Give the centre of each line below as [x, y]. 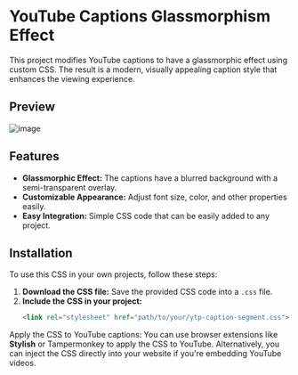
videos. [23, 363]
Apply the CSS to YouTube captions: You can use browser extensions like [144, 335]
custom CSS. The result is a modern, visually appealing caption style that [143, 69]
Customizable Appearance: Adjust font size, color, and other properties [154, 197]
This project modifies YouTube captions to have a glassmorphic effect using [148, 60]
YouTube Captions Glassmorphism [140, 16]
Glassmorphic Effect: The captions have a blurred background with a [150, 178]
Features [34, 156]
